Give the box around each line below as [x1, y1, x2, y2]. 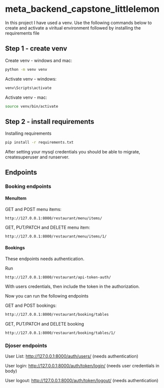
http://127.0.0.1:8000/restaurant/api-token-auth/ [5, 274, 111, 280]
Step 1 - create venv [5, 44, 67, 53]
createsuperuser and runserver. [5, 154, 70, 160]
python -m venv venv [5, 67, 48, 72]
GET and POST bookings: [5, 302, 57, 308]
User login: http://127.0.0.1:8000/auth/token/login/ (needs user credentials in [5, 363, 160, 369]
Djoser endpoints [5, 342, 47, 349]
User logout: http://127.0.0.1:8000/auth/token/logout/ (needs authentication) [5, 378, 159, 384]
